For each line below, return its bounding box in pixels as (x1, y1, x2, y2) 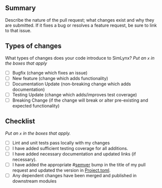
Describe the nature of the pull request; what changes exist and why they (5, 17, 155, 23)
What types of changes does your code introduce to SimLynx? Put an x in (5, 55, 155, 61)
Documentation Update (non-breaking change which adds (12, 81, 131, 87)
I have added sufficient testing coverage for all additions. (12, 145, 128, 151)
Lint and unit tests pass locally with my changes (12, 140, 110, 146)
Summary (5, 4, 36, 12)
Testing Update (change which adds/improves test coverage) (12, 91, 137, 98)
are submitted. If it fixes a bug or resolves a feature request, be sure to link (5, 22, 157, 28)
